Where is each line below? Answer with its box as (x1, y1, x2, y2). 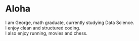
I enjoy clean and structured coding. (5, 24, 81, 30)
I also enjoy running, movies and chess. (5, 30, 87, 36)
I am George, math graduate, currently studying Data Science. (5, 19, 134, 25)
